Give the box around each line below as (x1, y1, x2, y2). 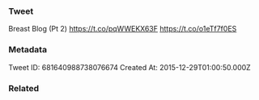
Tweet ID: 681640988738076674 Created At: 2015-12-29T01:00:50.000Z (8, 62, 251, 72)
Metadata (8, 44, 47, 56)
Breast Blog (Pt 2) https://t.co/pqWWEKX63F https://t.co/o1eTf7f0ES (8, 24, 237, 34)
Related (8, 82, 40, 94)
